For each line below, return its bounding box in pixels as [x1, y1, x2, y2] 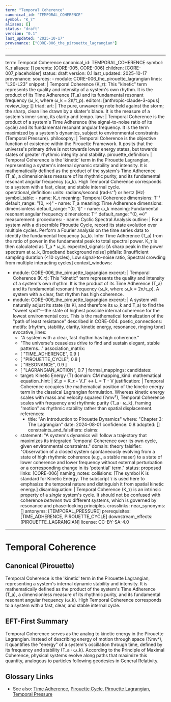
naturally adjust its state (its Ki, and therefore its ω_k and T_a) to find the [12, 302, 164, 308]
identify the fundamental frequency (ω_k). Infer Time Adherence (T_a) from [5, 232, 163, 238]
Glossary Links [5, 672, 54, 681]
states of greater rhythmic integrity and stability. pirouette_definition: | [5, 151, 152, 157]
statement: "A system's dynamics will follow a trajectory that [20, 432, 147, 438]
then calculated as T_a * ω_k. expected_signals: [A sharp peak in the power [5, 243, 163, 250]
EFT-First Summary [5, 617, 69, 626]
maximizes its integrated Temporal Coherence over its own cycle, [20, 438, 158, 444]
